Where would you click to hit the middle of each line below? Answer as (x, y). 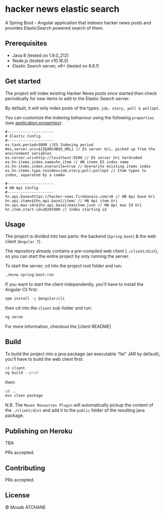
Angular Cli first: (22, 290)
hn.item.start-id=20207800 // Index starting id (56, 209)
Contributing (25, 468)
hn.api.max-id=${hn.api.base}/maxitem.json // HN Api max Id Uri (73, 205)
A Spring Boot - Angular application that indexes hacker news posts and (78, 23)
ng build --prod (22, 373)
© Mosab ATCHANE (25, 507)
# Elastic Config (23, 136)
